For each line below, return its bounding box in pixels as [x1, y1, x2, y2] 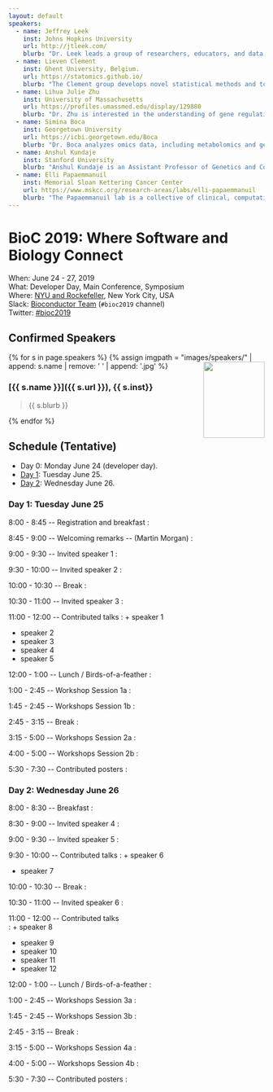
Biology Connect [8, 246, 123, 265]
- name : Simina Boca [15, 118, 85, 126]
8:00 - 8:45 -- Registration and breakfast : [8, 517, 149, 527]
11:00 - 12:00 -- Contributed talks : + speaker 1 [8, 612, 164, 621]
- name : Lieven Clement [15, 58, 96, 66]
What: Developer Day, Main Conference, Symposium [8, 282, 184, 292]
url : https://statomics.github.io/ [23, 72, 144, 81]
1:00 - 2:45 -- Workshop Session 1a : [8, 685, 132, 695]
